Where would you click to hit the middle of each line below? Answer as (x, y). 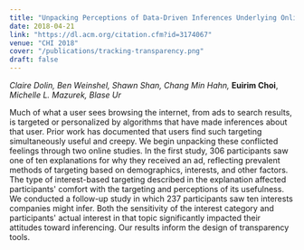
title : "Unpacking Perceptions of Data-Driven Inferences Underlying (143, 18)
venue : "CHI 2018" (44, 43)
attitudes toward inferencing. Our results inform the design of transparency (149, 227)
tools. (20, 237)
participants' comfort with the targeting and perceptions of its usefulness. (147, 189)
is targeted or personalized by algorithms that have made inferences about (148, 122)
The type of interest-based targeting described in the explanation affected (148, 180)
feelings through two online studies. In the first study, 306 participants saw (149, 151)
